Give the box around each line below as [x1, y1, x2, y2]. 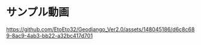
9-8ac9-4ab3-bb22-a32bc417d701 [6, 32, 93, 39]
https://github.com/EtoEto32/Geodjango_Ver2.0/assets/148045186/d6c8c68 [6, 25, 195, 33]
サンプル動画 [6, 5, 70, 19]
